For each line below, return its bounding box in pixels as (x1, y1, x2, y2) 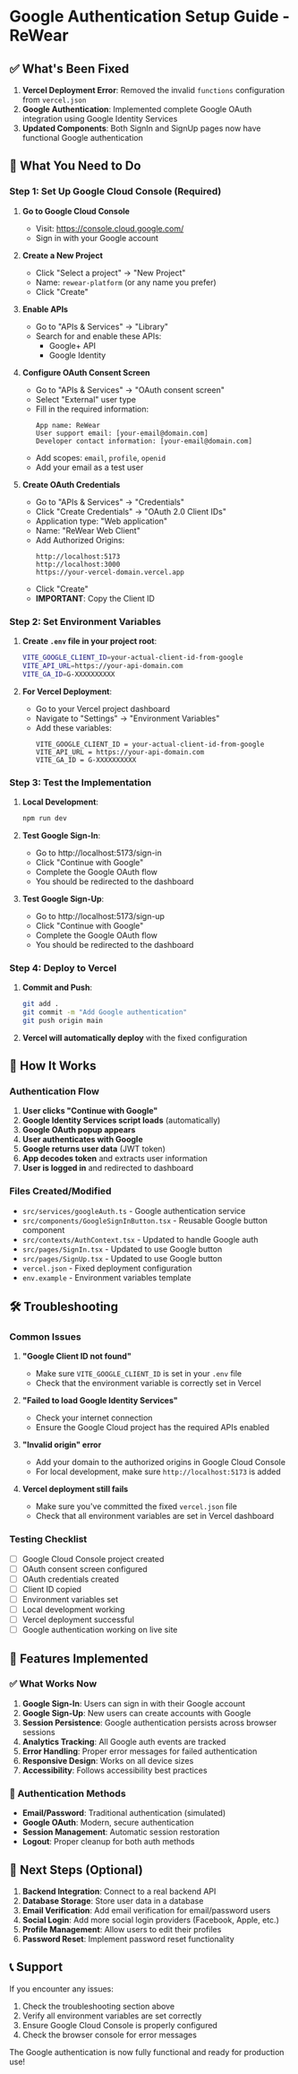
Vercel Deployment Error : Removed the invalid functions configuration (21, 85, 285, 95)
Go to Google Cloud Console (21, 205, 130, 216)
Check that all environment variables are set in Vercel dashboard (35, 1511, 275, 1522)
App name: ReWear (35, 421, 101, 430)
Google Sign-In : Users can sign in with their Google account (21, 1697, 246, 1709)
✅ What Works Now (9, 1678, 98, 1690)
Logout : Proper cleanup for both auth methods (21, 1836, 195, 1847)
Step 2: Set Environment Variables (9, 615, 161, 628)
